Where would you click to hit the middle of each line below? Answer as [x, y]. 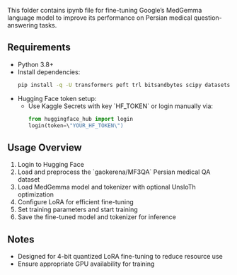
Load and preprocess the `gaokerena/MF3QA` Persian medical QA [114, 172]
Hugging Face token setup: [57, 98]
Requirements [39, 48]
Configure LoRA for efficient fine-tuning [76, 202]
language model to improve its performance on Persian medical [100, 18]
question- [208, 18]
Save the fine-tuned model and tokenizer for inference [97, 217]
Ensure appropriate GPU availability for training [86, 264]
